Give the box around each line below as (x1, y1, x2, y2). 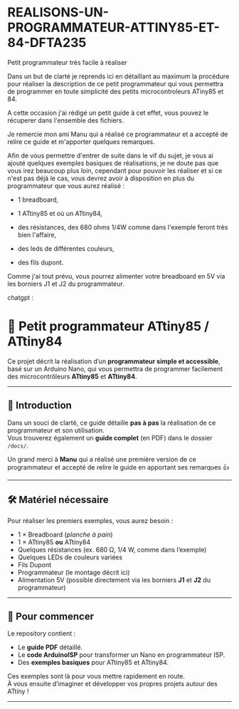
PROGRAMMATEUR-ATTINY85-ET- (7, 19, 221, 36)
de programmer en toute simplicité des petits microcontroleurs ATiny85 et (7, 87, 224, 95)
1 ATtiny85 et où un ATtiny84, (17, 209, 103, 217)
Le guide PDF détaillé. (17, 643, 83, 652)
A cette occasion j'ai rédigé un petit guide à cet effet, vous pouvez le (7, 108, 209, 117)
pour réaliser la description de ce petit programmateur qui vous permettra (7, 79, 224, 88)
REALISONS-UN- (7, 4, 109, 21)
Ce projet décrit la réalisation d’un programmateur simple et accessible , (7, 357, 221, 366)
